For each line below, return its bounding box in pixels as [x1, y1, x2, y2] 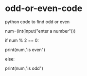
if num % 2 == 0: [5, 37, 39, 43]
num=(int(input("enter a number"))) [5, 28, 76, 34]
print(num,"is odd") [5, 65, 44, 71]
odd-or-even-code [5, 3, 83, 14]
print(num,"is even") [5, 47, 45, 52]
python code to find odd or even [5, 19, 70, 25]
